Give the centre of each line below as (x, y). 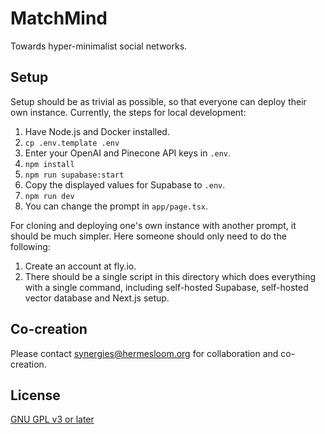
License (35, 395)
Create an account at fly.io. (80, 266)
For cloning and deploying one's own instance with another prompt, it (153, 225)
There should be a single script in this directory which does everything (170, 276)
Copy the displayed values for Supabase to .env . (125, 184)
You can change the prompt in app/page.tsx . (116, 206)
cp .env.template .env (72, 143)
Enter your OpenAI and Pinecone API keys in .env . (128, 153)
